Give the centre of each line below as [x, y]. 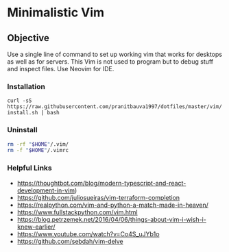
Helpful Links [30, 168]
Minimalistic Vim [56, 13]
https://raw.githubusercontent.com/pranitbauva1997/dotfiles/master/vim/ [115, 107]
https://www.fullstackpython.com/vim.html [77, 212]
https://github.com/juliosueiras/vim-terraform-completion [98, 197]
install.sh [23, 113]
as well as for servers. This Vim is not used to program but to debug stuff [110, 62]
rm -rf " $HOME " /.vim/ [38, 144]
